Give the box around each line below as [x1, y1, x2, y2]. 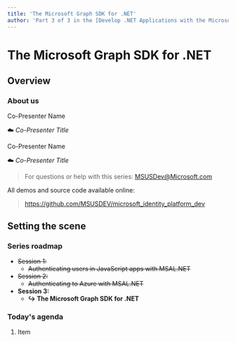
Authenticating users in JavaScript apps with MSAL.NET [27, 265, 191, 273]
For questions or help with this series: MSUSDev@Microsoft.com [24, 173, 213, 181]
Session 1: [17, 257, 47, 265]
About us [7, 96, 39, 105]
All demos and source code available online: [7, 186, 135, 195]
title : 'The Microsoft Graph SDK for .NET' [7, 10, 137, 18]
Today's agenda [7, 312, 64, 322]
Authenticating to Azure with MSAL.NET [27, 279, 144, 288]
